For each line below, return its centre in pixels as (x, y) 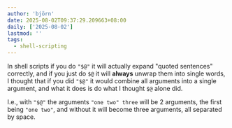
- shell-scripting (41, 46)
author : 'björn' (31, 14)
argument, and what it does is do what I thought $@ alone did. (95, 88)
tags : (15, 40)
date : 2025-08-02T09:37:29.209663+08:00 (67, 20)
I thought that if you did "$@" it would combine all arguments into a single (112, 81)
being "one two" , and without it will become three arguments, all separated (115, 109)
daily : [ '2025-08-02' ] (40, 27)
